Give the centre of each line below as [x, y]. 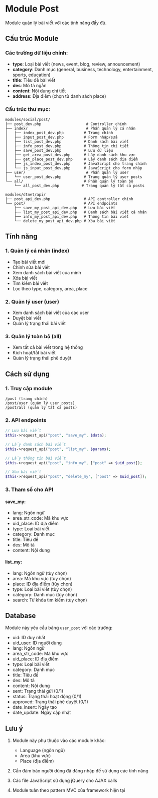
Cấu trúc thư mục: [28, 109]
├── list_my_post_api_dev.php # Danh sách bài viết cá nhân [81, 212]
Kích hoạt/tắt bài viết [34, 353]
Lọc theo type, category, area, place [50, 288]
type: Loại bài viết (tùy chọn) [42, 589]
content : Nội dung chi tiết [39, 91]
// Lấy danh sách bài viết [36, 444]
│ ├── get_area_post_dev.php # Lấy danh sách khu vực [70, 155]
